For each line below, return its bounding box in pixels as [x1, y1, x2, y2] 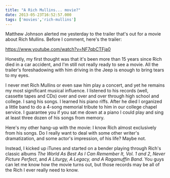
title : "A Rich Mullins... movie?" [5, 7, 81, 13]
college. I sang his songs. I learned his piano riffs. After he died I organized [5, 98, 162, 105]
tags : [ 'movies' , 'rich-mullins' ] [5, 17, 76, 22]
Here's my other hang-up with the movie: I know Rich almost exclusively [5, 124, 157, 131]
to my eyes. [5, 72, 30, 79]
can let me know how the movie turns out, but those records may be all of [5, 162, 160, 168]
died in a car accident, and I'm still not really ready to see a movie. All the [5, 62, 159, 68]
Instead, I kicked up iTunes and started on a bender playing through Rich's [5, 145, 161, 151]
